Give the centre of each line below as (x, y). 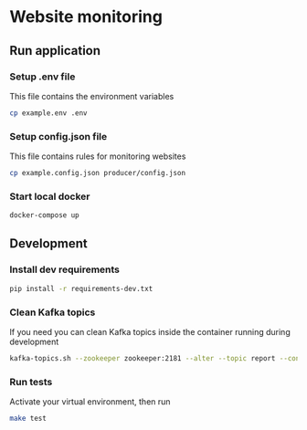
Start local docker (50, 196)
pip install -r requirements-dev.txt (81, 288)
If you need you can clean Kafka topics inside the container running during (150, 331)
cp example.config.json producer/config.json (97, 173)
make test (28, 419)
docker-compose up (44, 215)
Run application (55, 51)
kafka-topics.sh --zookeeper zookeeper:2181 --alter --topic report (143, 358)
